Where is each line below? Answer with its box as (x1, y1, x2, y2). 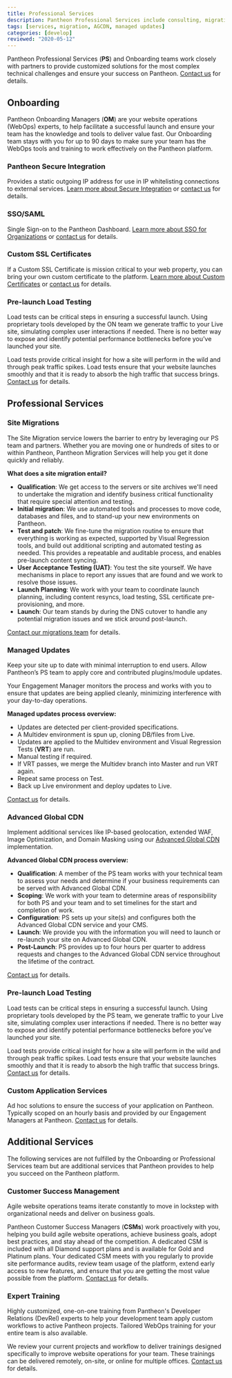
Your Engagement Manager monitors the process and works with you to (7, 681, 212, 690)
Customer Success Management (7, 1186, 119, 1196)
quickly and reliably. (7, 456, 64, 464)
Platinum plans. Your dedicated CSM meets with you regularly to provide (7, 1252, 214, 1261)
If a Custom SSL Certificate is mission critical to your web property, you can (7, 265, 223, 273)
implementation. (7, 843, 53, 851)
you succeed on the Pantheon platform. (7, 1169, 119, 1177)
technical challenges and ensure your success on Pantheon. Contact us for (7, 70, 221, 78)
